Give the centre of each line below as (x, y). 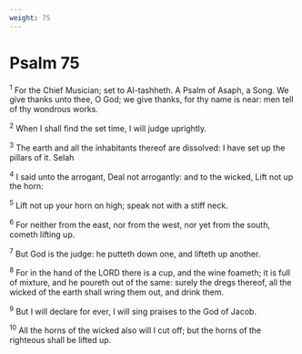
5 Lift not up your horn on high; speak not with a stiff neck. (119, 204)
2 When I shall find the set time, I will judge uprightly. (108, 127)
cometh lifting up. (42, 234)
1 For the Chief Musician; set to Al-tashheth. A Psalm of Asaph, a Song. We (149, 89)
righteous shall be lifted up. (60, 340)
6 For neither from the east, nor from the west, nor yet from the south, (140, 224)
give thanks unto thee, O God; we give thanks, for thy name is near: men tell (151, 99)
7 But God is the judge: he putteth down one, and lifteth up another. (135, 253)
